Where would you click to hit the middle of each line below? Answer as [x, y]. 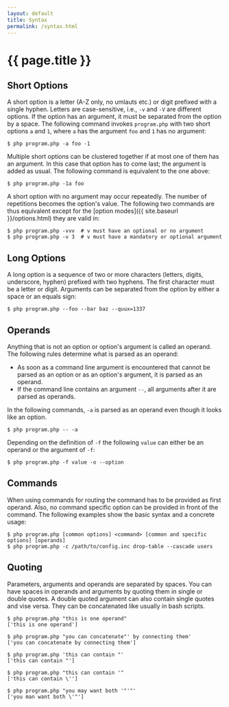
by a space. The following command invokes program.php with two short [109, 124]
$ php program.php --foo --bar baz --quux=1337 [76, 309]
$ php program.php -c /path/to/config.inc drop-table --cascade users [110, 546]
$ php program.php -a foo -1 [49, 144]
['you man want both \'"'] [46, 697]
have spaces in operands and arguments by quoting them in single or [105, 591]
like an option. [27, 417]
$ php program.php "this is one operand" [67, 618]
